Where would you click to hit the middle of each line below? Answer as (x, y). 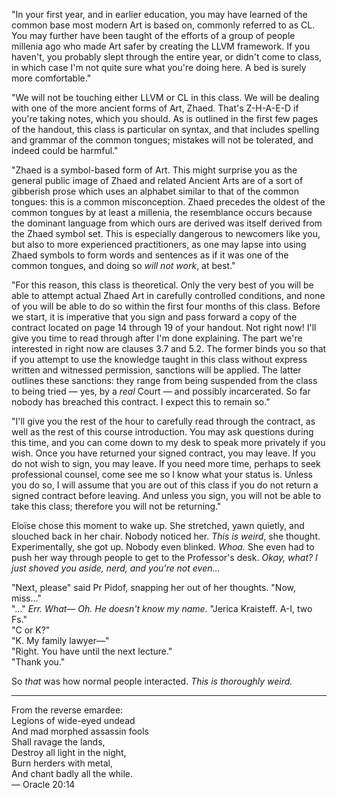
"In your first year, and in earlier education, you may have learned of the (159, 14)
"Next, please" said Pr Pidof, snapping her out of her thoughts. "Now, (153, 587)
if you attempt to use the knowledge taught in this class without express (159, 359)
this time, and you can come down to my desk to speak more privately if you (168, 442)
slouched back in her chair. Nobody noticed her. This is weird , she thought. (166, 536)
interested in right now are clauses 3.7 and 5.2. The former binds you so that (169, 348)
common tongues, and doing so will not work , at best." (123, 265)
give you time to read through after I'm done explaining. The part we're (157, 338)
